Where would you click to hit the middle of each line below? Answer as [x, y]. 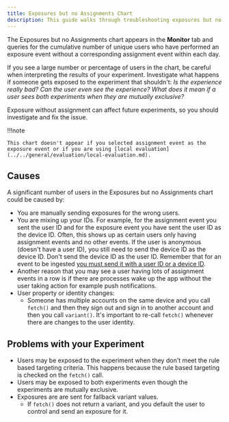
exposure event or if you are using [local [70, 149]
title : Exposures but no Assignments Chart [70, 13]
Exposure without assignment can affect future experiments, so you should [113, 110]
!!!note [16, 130]
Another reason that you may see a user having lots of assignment [110, 271]
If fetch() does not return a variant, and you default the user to [116, 404]
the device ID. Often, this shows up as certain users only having [107, 235]
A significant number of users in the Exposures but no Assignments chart [110, 192]
